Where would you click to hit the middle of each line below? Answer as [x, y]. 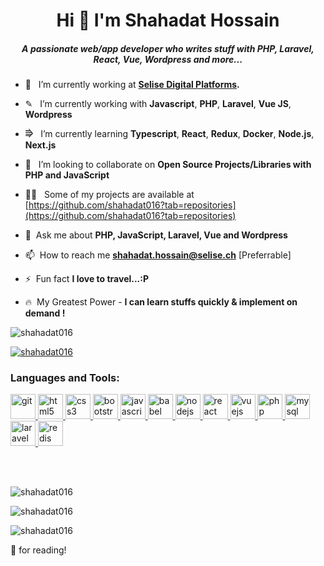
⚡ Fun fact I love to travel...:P [87, 279]
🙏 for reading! [38, 550]
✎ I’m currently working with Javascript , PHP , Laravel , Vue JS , [158, 104]
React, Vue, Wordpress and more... [168, 59]
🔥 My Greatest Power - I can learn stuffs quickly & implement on [161, 302]
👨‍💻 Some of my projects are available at [109, 195]
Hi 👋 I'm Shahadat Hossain [168, 20]
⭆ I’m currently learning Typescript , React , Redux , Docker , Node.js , [169, 134]
